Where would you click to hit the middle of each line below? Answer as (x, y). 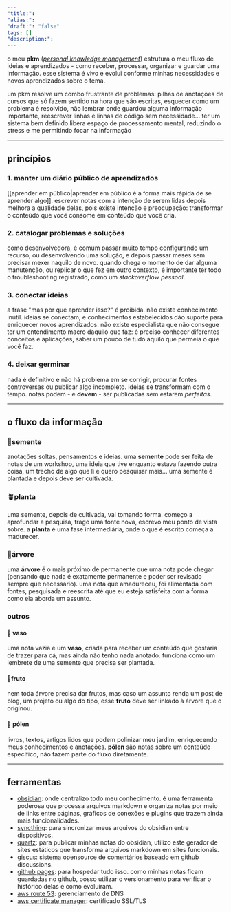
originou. (20, 708)
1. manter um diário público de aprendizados (83, 178)
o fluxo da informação (55, 422)
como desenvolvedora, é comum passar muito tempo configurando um (108, 248)
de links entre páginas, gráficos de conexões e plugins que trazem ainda (120, 814)
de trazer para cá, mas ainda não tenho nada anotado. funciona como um (111, 655)
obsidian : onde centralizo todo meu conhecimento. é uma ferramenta (115, 798)
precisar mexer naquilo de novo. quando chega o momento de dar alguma (112, 263)
